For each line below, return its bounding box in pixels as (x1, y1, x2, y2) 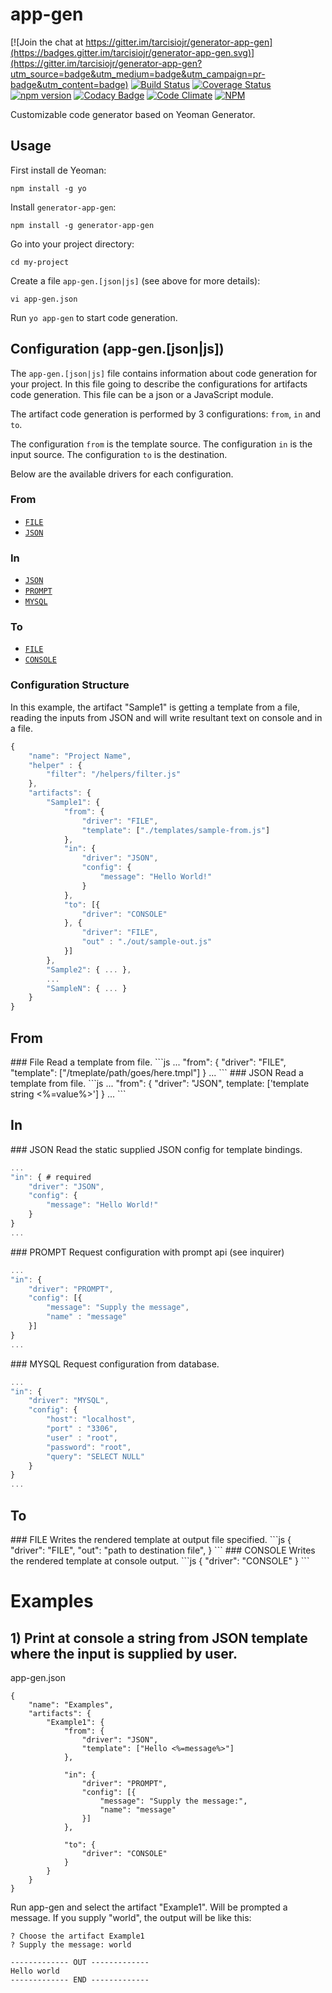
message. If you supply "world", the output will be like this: (10, 1911, 252, 1923)
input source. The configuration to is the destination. (10, 448, 228, 460)
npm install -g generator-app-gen (10, 220, 155, 230)
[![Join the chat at (10, 36, 84, 48)
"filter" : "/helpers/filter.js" (46, 769, 182, 780)
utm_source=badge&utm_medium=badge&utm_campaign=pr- (10, 68, 266, 80)
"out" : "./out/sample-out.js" (81, 937, 213, 947)
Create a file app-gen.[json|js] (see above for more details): (10, 274, 261, 287)
